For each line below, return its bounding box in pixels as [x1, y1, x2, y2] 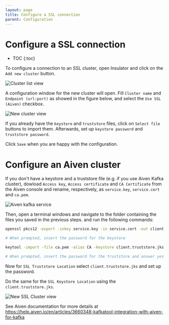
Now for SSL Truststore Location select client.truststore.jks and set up [5, 263, 161, 269]
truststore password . [5, 131, 50, 137]
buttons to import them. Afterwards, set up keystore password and [5, 126, 143, 132]
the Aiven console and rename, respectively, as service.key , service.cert [5, 186, 160, 192]
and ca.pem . [5, 192, 29, 198]
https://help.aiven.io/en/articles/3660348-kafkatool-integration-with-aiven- [5, 308, 163, 314]
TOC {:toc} [12, 55, 35, 61]
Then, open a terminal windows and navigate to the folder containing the [5, 211, 157, 218]
